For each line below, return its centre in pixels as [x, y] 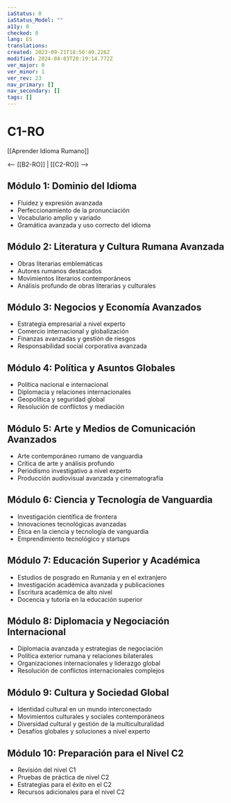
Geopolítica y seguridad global [61, 399]
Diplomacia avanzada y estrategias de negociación [90, 648]
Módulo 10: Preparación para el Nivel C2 [95, 753]
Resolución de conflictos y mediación [71, 407]
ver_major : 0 [26, 65]
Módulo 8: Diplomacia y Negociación [88, 621]
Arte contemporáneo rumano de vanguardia [80, 456]
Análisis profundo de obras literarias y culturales [86, 286]
